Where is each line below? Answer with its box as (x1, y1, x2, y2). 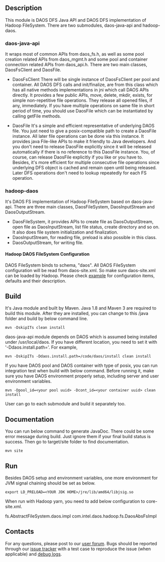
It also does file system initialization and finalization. (12, 229, 119, 235)
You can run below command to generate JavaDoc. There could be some (5, 428, 154, 434)
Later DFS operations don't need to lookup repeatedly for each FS (12, 170, 147, 176)
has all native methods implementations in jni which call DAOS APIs (12, 87, 149, 93)
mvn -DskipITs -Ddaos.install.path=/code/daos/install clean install (5, 354, 152, 359)
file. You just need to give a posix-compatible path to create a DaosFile (12, 128, 157, 134)
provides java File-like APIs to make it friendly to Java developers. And (12, 138, 156, 145)
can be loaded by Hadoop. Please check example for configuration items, (5, 273, 155, 279)
